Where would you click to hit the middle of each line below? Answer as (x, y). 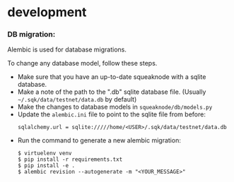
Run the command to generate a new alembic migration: (99, 140)
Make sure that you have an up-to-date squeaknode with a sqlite (112, 77)
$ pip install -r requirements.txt (70, 159)
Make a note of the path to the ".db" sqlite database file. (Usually (112, 92)
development (47, 12)
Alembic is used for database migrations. (67, 49)
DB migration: (31, 35)
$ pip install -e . (46, 166)
